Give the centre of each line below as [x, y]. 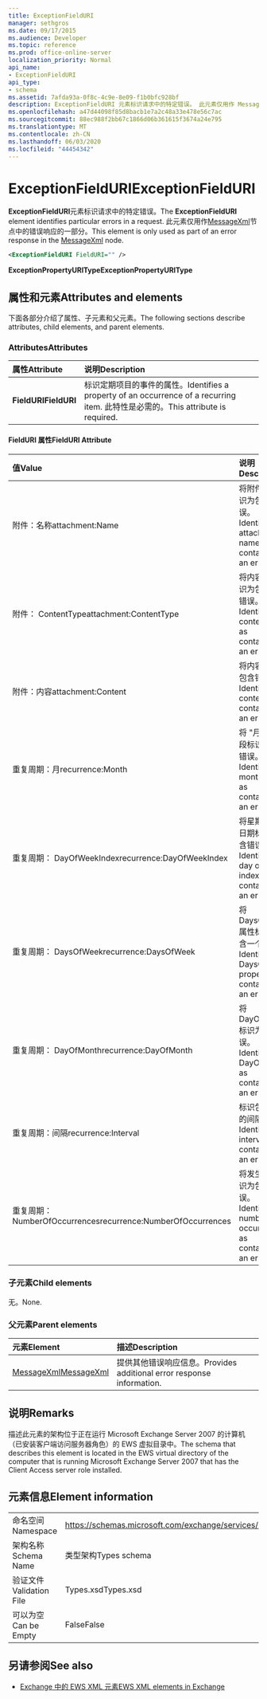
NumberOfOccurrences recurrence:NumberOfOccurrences [122, 1221]
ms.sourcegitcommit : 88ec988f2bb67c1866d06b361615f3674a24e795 [115, 120]
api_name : [25, 68]
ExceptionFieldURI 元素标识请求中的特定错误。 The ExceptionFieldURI [123, 211]
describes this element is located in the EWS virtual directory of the [118, 1453]
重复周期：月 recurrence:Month [70, 769]
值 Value [27, 468]
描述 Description [147, 1348]
